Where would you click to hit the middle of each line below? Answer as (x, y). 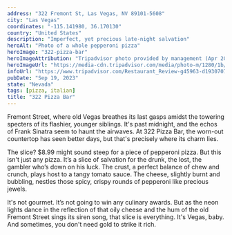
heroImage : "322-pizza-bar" (48, 53)
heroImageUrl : (28, 65)
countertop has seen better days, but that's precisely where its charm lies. (113, 139)
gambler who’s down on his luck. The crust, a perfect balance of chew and (113, 167)
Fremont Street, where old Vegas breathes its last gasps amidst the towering (116, 117)
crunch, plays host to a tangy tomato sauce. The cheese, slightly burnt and (114, 174)
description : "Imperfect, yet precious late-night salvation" (98, 39)
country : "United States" (44, 33)
